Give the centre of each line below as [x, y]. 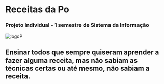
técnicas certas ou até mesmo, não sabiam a [77, 68]
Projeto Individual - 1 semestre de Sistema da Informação [77, 25]
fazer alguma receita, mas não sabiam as [72, 60]
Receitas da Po [37, 9]
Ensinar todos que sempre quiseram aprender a [82, 52]
